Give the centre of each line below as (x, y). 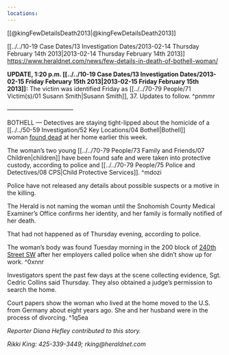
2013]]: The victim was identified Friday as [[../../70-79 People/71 (99, 88)
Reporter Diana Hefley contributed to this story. (74, 330)
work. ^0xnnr (26, 262)
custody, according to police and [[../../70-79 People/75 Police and (101, 164)
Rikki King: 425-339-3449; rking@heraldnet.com (76, 344)
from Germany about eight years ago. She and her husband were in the (108, 310)
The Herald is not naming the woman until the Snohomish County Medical (111, 206)
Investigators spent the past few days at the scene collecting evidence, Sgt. (114, 275)
